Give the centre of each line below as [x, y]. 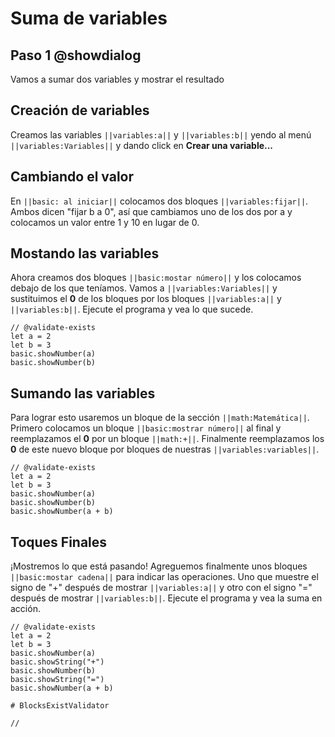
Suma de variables [89, 18]
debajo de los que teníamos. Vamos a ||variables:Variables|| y [144, 288]
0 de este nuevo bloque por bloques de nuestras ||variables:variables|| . [165, 449]
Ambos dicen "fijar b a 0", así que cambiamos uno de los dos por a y [151, 211]
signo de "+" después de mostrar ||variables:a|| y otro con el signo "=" [161, 588]
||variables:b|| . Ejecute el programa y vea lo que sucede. [132, 309]
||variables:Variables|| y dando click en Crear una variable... [142, 145]
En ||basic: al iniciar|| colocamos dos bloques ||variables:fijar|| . [159, 201]
